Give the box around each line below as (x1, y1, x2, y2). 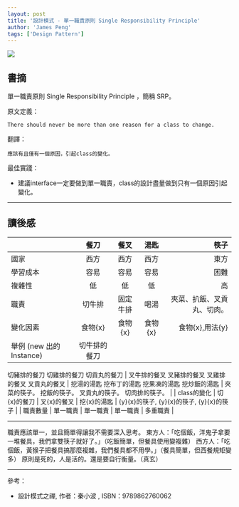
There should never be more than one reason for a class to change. (7, 122, 215, 129)
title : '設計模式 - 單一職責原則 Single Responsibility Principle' (7, 17, 201, 24)
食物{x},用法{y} (178, 322, 228, 332)
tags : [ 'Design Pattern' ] (7, 30, 84, 38)
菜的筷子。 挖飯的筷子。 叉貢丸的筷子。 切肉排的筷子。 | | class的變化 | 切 (7, 388, 224, 397)
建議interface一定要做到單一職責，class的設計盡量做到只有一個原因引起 (17, 179, 228, 187)
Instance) (11, 350, 43, 360)
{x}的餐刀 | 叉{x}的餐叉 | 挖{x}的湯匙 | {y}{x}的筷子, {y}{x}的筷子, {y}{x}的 (7, 397, 223, 406)
